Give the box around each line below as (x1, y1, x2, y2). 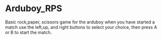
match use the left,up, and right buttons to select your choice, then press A (5, 24, 158, 30)
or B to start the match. (5, 29, 52, 35)
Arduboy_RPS (5, 3, 63, 14)
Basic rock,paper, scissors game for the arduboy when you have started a (5, 19, 155, 25)
